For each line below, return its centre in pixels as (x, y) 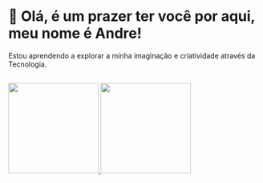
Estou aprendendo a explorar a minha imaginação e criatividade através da (132, 55)
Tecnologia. (28, 64)
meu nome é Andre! (75, 33)
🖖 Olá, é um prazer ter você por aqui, (131, 16)
